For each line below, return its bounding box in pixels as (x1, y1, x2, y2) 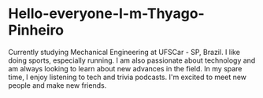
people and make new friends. (8, 80, 107, 90)
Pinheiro (8, 21, 65, 39)
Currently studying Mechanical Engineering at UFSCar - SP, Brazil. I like (8, 47, 240, 56)
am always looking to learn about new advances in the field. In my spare (8, 64, 243, 73)
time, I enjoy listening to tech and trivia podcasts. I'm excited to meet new (8, 72, 246, 82)
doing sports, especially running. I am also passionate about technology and (8, 56, 256, 65)
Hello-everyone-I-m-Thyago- (8, 5, 205, 23)
